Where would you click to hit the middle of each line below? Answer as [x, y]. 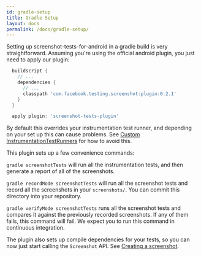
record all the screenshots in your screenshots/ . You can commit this [93, 190]
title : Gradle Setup [33, 18]
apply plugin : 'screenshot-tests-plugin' [66, 116]
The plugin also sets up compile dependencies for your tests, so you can [98, 239]
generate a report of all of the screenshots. [61, 171]
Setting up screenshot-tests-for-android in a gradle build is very [87, 47]
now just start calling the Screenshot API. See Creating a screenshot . [93, 246]
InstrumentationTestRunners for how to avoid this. [69, 141]
